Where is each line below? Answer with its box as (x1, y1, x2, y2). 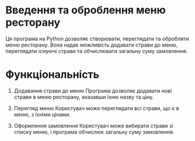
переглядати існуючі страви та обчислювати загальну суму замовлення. (5, 47, 188, 54)
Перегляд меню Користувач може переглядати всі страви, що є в (13, 104, 179, 111)
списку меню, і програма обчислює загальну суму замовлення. (13, 128, 175, 135)
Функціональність (5, 68, 100, 82)
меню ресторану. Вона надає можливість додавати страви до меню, (5, 41, 178, 48)
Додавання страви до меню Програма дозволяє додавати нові (13, 87, 172, 94)
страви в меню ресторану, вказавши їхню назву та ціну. (13, 93, 154, 100)
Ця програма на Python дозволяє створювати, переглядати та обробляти (5, 35, 189, 42)
